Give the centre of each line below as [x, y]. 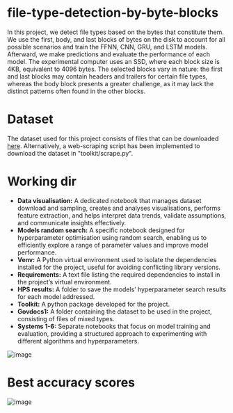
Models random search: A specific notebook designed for [101, 230]
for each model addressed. [56, 296]
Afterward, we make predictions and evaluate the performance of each [109, 54]
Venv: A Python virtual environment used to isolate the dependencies [117, 259]
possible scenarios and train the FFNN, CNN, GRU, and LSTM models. [107, 47]
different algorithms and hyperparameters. [78, 341]
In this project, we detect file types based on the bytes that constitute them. [116, 32]
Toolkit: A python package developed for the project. [94, 304]
